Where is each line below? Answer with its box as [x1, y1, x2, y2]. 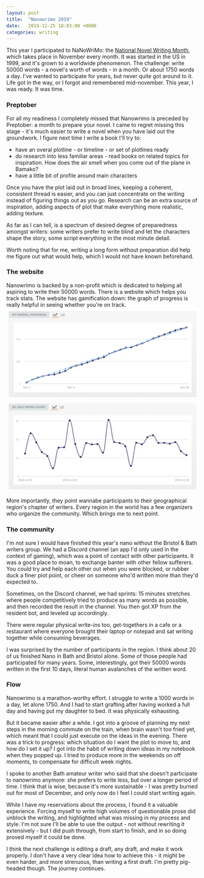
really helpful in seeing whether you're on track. [6, 301, 127, 308]
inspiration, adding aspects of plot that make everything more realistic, [6, 203, 184, 210]
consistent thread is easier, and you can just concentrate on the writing [6, 190, 185, 198]
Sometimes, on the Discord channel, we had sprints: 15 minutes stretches [6, 590, 191, 597]
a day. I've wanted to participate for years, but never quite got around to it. [6, 73, 193, 80]
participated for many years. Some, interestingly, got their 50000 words [6, 659, 186, 666]
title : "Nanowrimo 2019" [6, 16, 72, 23]
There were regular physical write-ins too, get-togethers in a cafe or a [6, 621, 182, 628]
